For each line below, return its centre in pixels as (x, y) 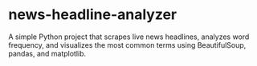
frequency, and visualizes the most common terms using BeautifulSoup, (127, 45)
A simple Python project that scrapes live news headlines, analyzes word (129, 37)
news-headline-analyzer (93, 15)
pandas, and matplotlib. (47, 53)
